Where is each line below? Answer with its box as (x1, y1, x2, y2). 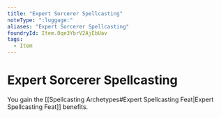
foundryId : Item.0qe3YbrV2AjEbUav (7, 29, 108, 37)
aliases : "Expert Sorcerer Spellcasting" (7, 23, 130, 30)
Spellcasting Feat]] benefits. (7, 102, 89, 111)
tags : (7, 36, 23, 43)
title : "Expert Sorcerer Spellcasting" (7, 10, 123, 17)
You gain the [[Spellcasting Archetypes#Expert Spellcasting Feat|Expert (7, 95, 214, 103)
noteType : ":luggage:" (7, 17, 73, 24)
